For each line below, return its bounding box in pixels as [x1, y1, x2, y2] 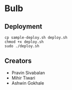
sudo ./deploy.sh [4, 44, 40, 49]
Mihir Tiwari [11, 75, 36, 81]
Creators [4, 57, 32, 65]
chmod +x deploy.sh [4, 39, 44, 44]
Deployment [4, 22, 43, 31]
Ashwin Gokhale [11, 80, 44, 86]
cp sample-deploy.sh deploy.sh [4, 35, 68, 40]
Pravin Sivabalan [11, 70, 45, 75]
